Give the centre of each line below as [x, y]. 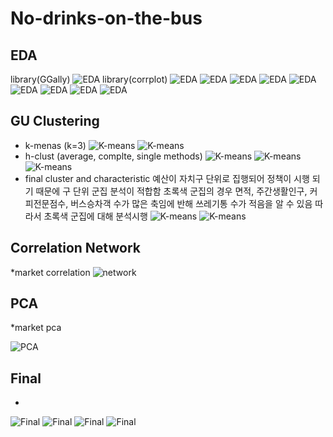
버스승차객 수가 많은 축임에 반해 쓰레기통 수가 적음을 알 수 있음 [191, 203]
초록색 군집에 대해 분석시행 [95, 216]
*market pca [36, 328]
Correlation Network [75, 248]
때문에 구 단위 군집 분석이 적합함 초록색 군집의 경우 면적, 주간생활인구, [171, 191]
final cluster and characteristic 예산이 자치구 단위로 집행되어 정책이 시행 [167, 178]
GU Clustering [55, 121]
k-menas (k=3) [55, 145]
